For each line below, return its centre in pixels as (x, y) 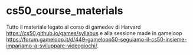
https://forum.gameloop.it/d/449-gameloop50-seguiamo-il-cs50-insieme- (97, 39)
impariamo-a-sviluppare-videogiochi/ (52, 46)
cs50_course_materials (65, 11)
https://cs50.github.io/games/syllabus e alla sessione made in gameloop (94, 33)
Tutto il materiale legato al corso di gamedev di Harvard (73, 27)
